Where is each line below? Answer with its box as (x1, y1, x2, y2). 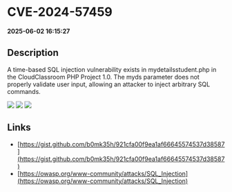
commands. (7, 87, 41, 95)
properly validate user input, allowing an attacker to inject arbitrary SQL (7, 80, 211, 88)
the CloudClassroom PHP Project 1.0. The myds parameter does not (7, 73, 200, 81)
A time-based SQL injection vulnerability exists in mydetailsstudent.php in (7, 65, 217, 73)
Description (7, 47, 59, 59)
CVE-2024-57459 (7, 4, 113, 20)
